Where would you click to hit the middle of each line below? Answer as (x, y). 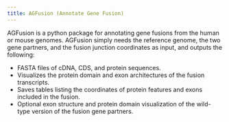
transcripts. (33, 82)
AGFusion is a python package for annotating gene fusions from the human (113, 33)
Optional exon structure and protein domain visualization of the (106, 104)
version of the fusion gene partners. (83, 111)
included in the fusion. (48, 97)
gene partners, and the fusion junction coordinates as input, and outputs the (115, 47)
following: (21, 55)
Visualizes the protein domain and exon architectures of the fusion (111, 75)
